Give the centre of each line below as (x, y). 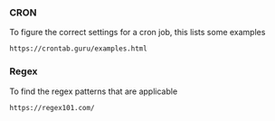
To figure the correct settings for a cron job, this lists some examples (137, 33)
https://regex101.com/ (52, 107)
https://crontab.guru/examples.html (78, 49)
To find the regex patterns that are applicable (94, 91)
